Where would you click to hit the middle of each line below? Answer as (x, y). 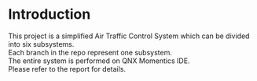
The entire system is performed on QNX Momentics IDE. (99, 61)
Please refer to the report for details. (67, 69)
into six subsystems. (41, 44)
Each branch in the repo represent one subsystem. (90, 52)
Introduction (50, 14)
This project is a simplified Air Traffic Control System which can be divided (129, 36)
